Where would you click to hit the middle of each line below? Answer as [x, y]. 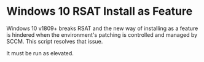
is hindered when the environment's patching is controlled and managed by [102, 34]
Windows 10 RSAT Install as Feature [100, 11]
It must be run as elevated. [40, 53]
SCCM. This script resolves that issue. [55, 41]
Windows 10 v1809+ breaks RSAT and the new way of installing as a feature [102, 28]
